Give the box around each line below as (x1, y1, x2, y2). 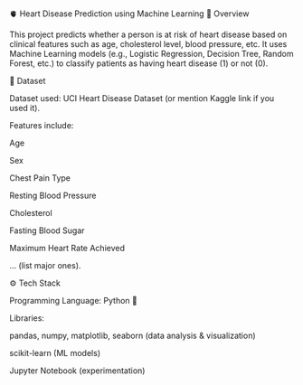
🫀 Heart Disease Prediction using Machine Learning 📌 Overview (9, 8, 250, 19)
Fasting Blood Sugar (9, 225, 85, 236)
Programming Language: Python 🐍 (9, 296, 137, 305)
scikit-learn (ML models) (9, 348, 101, 358)
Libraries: (9, 313, 45, 324)
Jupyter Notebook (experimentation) (9, 365, 146, 376)
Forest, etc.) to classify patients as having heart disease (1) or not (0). (9, 58, 269, 69)
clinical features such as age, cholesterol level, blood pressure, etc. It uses (9, 39, 288, 49)
